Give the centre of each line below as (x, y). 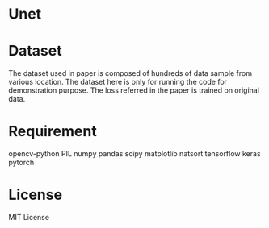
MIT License (29, 217)
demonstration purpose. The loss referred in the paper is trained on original (134, 90)
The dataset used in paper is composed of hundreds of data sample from (130, 73)
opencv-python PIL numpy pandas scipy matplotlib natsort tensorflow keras (134, 154)
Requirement (53, 132)
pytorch (21, 163)
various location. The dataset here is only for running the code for (118, 82)
